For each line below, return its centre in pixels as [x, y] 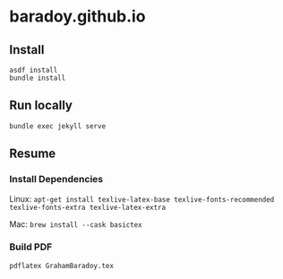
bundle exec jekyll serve [57, 126]
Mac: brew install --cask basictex [76, 224]
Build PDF [31, 247]
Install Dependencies [56, 179]
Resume [33, 154]
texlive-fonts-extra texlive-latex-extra [88, 207]
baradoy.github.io [77, 17]
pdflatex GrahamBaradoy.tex [62, 266]
